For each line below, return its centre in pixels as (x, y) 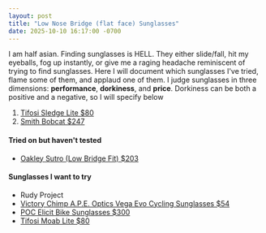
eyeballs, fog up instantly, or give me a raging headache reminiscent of (127, 63)
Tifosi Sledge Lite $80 (57, 113)
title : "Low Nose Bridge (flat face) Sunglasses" (94, 24)
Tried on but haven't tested (55, 140)
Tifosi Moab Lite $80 (55, 221)
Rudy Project (42, 195)
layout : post (30, 16)
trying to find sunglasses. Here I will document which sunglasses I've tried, (133, 71)
